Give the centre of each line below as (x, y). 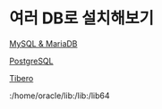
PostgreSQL (31, 61)
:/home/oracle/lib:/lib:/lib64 (60, 96)
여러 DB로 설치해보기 (82, 18)
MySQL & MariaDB (43, 43)
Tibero (21, 78)
